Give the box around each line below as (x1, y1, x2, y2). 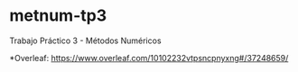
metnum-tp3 (9, 5, 107, 26)
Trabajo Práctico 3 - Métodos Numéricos (9, 35, 162, 46)
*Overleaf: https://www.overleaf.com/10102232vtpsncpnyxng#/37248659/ (9, 52, 289, 63)
